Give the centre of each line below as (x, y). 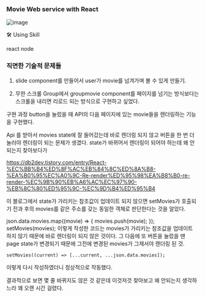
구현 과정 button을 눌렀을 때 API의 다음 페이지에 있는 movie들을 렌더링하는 (96, 114)
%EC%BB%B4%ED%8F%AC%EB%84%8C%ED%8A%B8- (81, 169)
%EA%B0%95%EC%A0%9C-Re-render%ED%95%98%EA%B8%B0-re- (99, 175)
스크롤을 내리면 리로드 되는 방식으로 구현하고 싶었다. (77, 101)
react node (20, 49)
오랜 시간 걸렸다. (44, 288)
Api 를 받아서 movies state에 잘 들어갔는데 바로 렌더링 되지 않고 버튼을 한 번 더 (100, 135)
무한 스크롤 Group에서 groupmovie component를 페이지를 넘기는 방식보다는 (107, 93)
